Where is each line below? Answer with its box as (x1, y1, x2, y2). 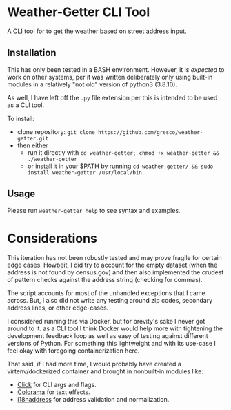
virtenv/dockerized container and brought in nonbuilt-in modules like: (7, 367, 203, 375)
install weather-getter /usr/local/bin (27, 169, 143, 176)
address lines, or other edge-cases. (7, 304, 109, 312)
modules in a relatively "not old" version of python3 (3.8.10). (7, 80, 178, 88)
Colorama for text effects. (17, 388, 91, 396)
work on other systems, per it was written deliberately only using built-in (7, 73, 213, 81)
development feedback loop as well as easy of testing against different (7, 331, 208, 339)
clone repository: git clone (17, 127, 95, 136)
